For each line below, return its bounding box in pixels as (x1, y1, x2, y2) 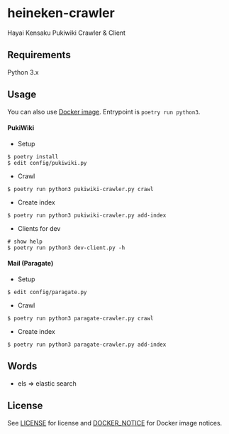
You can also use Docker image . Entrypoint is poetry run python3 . (7, 107, 201, 116)
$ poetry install (7, 153, 59, 161)
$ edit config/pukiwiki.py (7, 159, 87, 166)
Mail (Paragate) (7, 259, 54, 268)
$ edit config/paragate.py (7, 288, 87, 295)
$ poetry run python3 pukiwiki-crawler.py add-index (7, 212, 167, 219)
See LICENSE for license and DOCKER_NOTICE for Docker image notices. (7, 418, 223, 427)
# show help (7, 238, 43, 245)
